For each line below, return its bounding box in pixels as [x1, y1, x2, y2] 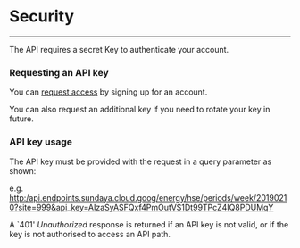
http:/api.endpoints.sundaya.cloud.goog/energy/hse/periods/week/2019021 [9, 192, 287, 203]
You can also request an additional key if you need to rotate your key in [9, 104, 271, 115]
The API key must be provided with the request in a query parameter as [9, 156, 272, 167]
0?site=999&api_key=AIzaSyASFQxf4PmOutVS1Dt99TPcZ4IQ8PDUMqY [9, 202, 274, 212]
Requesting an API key [9, 66, 109, 79]
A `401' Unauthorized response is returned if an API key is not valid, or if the [9, 219, 289, 229]
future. [9, 113, 34, 124]
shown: [9, 165, 37, 176]
